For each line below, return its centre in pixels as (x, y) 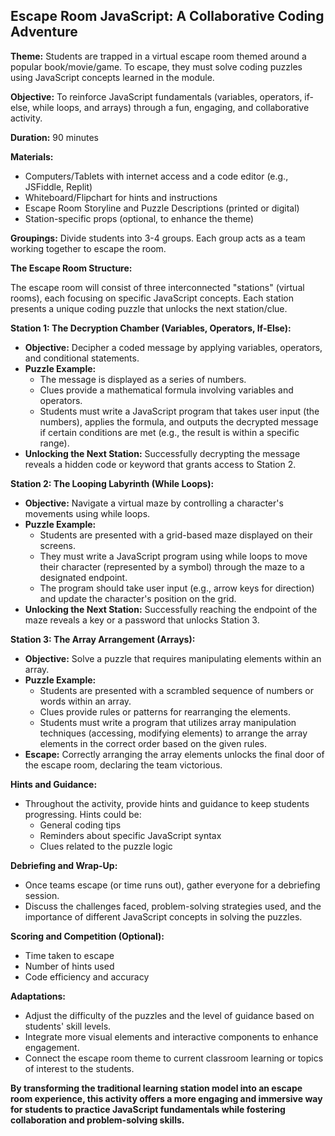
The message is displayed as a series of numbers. (143, 379)
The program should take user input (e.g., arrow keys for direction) (177, 588)
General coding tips (80, 825)
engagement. (52, 1047)
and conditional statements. (82, 358)
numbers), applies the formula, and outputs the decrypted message (179, 421)
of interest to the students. (79, 1068)
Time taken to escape (69, 955)
